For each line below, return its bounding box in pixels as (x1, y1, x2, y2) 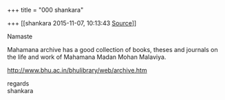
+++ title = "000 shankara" (7, 6, 84, 14)
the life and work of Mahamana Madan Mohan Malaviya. (7, 53, 167, 61)
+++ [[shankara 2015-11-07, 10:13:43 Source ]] (7, 19, 137, 27)
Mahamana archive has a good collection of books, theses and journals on (7, 46, 218, 53)
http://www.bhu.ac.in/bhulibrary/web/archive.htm (7, 66, 147, 74)
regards (7, 79, 30, 88)
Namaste (7, 32, 33, 40)
